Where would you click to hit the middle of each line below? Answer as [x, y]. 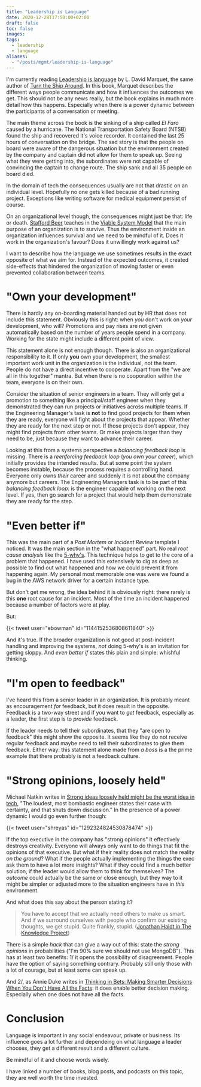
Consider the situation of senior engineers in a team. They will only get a [95, 394]
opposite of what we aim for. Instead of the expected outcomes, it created [98, 259]
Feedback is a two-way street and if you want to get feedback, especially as [100, 713]
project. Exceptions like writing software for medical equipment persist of [97, 198]
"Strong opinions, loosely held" [86, 780]
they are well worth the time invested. [52, 1078]
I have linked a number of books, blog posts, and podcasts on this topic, [95, 1071]
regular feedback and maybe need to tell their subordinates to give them [95, 743]
